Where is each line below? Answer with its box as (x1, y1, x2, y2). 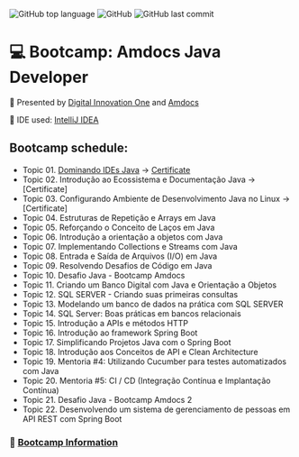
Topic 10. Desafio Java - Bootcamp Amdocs (22, 270, 186, 280)
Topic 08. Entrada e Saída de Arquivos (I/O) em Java (22, 251, 218, 261)
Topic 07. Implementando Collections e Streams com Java (22, 241, 239, 251)
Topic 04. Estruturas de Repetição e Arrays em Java (22, 212, 216, 223)
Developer (9, 68, 88, 87)
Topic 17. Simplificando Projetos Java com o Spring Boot (22, 336, 231, 347)
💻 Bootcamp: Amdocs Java (9, 41, 222, 62)
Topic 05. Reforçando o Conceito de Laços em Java (22, 222, 215, 233)
